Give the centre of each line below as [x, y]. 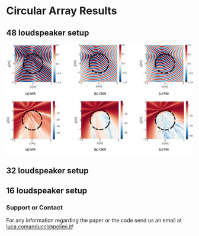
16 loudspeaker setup [47, 191]
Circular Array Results [62, 11]
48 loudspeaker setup [48, 33]
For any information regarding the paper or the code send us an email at [94, 221]
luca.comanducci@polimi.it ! [40, 227]
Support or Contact [35, 207]
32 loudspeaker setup [47, 171]
